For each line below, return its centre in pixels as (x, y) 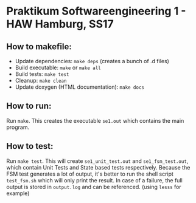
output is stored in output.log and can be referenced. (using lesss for (94, 187)
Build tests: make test (42, 74)
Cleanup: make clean (41, 81)
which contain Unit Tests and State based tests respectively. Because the (98, 167)
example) (18, 193)
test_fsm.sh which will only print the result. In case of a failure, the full (94, 180)
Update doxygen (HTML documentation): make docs (80, 87)
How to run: (29, 106)
